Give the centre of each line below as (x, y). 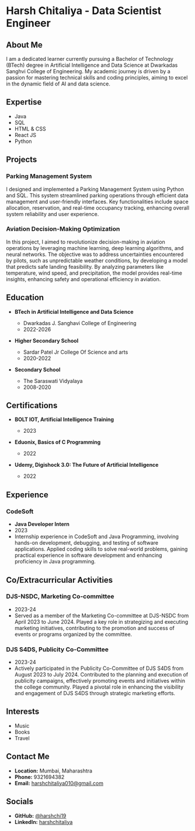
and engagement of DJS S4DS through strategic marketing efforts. (95, 693)
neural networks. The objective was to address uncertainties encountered (95, 254)
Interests (23, 712)
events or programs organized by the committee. (73, 634)
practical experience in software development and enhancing (88, 555)
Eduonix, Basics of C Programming (58, 442)
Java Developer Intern (42, 524)
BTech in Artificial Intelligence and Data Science (74, 312)
